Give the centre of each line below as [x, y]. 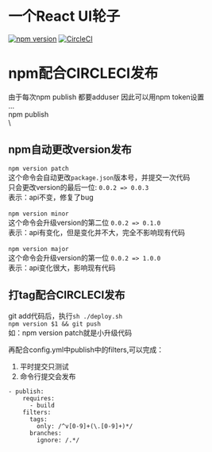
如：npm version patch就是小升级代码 [70, 332]
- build [42, 405]
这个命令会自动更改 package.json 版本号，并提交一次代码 [99, 177]
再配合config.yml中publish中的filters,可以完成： [86, 350]
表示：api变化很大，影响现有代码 [62, 268]
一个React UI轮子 [64, 16]
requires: [39, 398]
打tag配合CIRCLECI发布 [67, 295]
